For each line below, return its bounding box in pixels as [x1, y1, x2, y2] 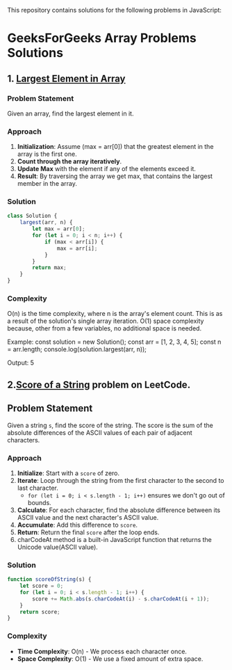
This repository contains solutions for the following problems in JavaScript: [7, 6, 222, 14]
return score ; [19, 608, 60, 615]
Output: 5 [7, 358, 35, 367]
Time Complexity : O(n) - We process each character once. [17, 647, 188, 655]
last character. [17, 484, 59, 492]
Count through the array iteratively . [17, 157, 122, 166]
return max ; [32, 264, 67, 271]
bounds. [27, 498, 52, 507]
